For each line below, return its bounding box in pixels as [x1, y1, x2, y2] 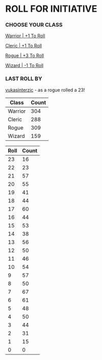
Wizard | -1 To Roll [5, 62, 44, 69]
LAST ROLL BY [5, 75, 42, 82]
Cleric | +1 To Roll [5, 43, 42, 49]
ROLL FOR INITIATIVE [5, 3, 97, 15]
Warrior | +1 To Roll [5, 33, 45, 39]
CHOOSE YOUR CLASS [5, 21, 63, 29]
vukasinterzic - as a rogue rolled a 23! [5, 87, 85, 93]
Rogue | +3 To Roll [5, 53, 44, 59]
